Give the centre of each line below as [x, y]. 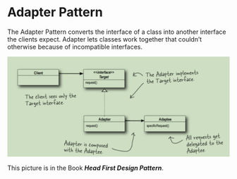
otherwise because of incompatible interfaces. [75, 47]
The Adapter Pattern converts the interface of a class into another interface [117, 32]
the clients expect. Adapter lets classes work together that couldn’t [105, 39]
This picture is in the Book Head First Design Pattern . [86, 168]
